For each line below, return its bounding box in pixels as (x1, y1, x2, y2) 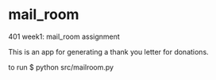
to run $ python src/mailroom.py (8, 62, 114, 72)
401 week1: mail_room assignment (8, 32, 121, 41)
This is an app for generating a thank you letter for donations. (8, 47, 209, 56)
